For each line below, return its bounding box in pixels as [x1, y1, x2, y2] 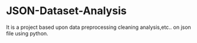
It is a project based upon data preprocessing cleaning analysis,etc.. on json [6, 24, 192, 31]
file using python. [6, 29, 48, 37]
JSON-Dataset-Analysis [6, 4, 127, 18]
